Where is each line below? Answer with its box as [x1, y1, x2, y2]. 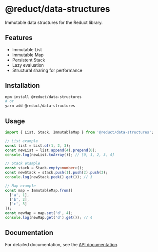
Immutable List [12, 46, 42, 52]
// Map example [5, 183, 36, 188]
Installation [5, 81, 40, 90]
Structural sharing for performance [12, 67, 83, 73]
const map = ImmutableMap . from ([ [5, 188, 73, 193]
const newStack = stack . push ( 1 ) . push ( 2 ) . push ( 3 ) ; [5, 170, 108, 175]
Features [5, 34, 33, 42]
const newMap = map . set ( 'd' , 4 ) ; [5, 211, 73, 215]
